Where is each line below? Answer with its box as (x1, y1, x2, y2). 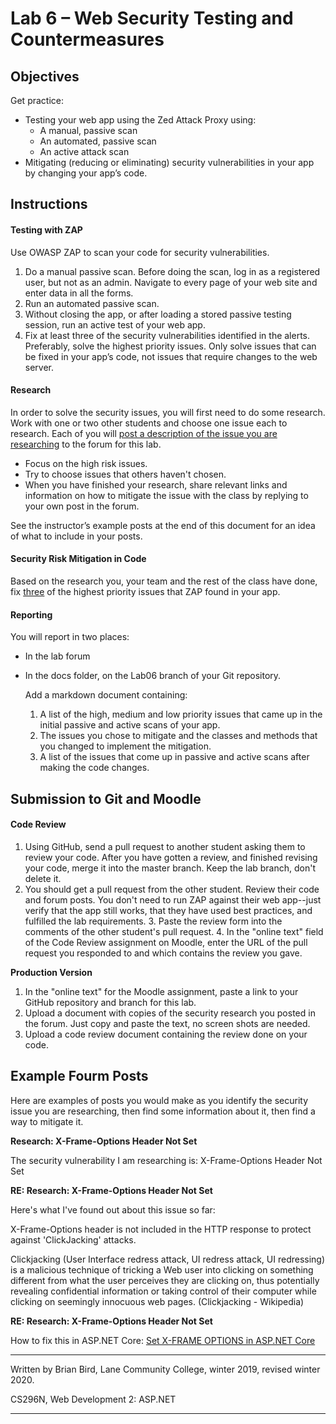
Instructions (10, 196, 88, 213)
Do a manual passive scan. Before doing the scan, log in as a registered (24, 265, 321, 277)
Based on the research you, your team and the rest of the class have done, (10, 575, 318, 587)
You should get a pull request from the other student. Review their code (24, 883, 320, 895)
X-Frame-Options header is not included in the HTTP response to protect (10, 1223, 312, 1235)
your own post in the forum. (24, 500, 140, 512)
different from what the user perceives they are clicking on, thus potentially (10, 1274, 320, 1286)
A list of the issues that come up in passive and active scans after (39, 751, 310, 763)
